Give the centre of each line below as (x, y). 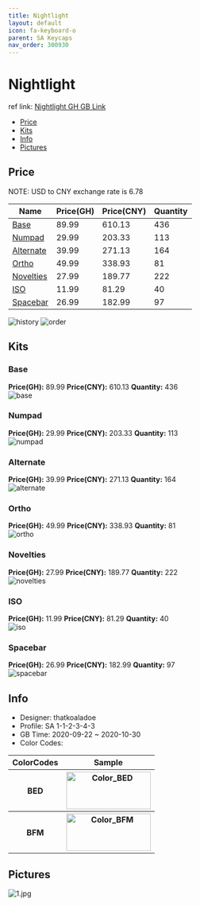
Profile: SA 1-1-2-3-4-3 (57, 726)
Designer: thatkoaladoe (58, 717)
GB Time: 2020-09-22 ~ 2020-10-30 (80, 735)
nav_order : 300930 (38, 45)
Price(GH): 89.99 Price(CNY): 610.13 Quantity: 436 (93, 387)
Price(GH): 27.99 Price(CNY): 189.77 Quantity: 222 (93, 572)
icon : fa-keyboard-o (42, 30)
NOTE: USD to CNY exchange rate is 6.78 (76, 191)
